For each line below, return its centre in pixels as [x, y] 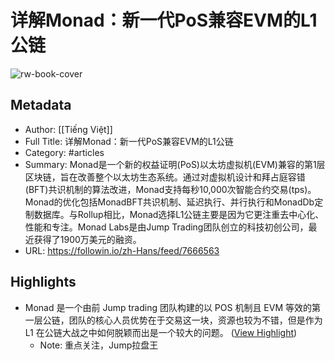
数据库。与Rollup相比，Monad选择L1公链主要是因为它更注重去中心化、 [179, 214]
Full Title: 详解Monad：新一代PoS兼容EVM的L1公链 [129, 141]
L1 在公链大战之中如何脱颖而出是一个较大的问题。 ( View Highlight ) [161, 332]
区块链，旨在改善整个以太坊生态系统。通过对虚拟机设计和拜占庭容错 [165, 177]
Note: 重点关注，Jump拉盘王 [99, 345]
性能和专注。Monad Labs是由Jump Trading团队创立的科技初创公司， [166, 227]
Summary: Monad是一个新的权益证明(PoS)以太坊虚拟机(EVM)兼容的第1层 [175, 164]
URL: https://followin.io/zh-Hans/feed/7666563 [122, 250]
